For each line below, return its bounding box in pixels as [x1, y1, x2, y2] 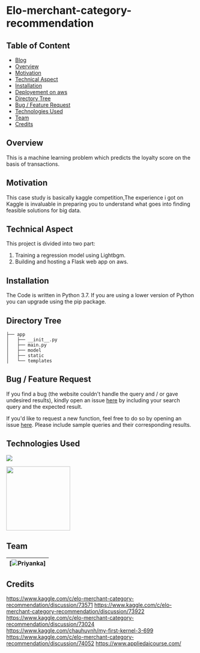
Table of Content [6, 40, 70, 51]
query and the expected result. [6, 403, 83, 410]
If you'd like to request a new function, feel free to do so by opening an [6, 414, 182, 422]
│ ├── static [6, 353, 44, 359]
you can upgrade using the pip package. [6, 298, 106, 305]
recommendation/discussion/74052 [6, 640, 95, 647]
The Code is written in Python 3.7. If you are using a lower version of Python [6, 292, 194, 299]
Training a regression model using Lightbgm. [14, 251, 126, 259]
